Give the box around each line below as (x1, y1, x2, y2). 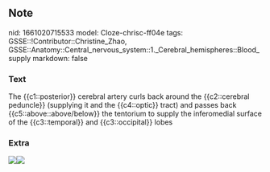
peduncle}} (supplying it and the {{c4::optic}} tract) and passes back (8, 100, 237, 110)
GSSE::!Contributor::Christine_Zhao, (8, 36, 127, 46)
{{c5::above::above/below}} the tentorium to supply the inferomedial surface (8, 109, 262, 119)
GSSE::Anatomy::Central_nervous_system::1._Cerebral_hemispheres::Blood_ (8, 44, 260, 55)
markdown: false (32, 53, 89, 63)
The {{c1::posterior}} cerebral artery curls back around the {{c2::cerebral (8, 92, 250, 101)
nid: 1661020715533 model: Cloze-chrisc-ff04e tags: (8, 27, 184, 37)
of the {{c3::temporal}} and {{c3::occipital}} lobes (8, 117, 173, 127)
